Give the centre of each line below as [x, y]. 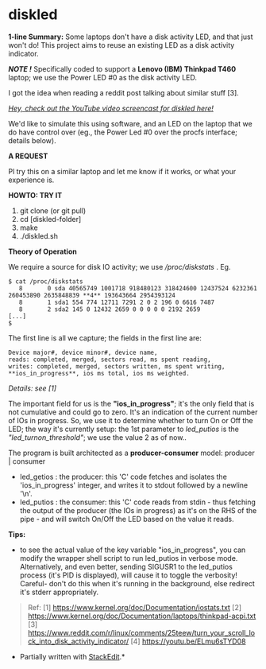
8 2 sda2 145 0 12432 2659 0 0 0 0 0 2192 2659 [110, 309]
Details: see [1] [33, 388]
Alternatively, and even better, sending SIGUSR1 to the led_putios [126, 566]
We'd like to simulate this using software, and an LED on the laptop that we [130, 123]
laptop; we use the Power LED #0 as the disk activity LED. [102, 77]
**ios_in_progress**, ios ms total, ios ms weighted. [99, 373]
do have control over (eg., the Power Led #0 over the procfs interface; [123, 132]
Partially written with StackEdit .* [72, 656]
